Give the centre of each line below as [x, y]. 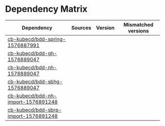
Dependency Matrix [46, 9]
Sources [81, 28]
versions [138, 31]
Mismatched [138, 25]
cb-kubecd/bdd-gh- [32, 53]
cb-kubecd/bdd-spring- [37, 39]
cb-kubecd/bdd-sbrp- [35, 110]
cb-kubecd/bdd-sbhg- [35, 81]
